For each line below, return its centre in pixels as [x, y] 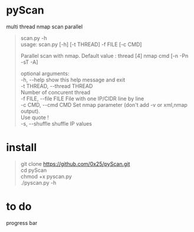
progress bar [22, 223]
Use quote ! [34, 117]
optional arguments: [45, 73]
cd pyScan [34, 170]
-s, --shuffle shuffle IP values [56, 123]
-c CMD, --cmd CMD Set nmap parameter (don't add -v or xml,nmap [104, 104]
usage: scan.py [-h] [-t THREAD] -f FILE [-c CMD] [81, 44]
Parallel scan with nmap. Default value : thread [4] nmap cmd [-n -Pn [104, 55]
